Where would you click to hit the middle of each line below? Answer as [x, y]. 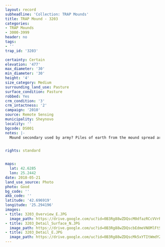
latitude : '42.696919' [28, 201]
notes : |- [15, 133]
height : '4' [17, 78]
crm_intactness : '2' [26, 106]
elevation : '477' [23, 64]
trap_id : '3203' [22, 51]
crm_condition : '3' [25, 101]
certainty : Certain [25, 60]
